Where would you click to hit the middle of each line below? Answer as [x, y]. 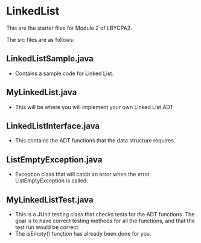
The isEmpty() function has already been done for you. [83, 234]
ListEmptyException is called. [52, 181]
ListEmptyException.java [54, 160]
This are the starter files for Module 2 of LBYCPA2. [69, 28]
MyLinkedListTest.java [50, 200]
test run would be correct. [47, 227]
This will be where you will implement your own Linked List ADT [94, 107]
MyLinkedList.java [42, 92]
